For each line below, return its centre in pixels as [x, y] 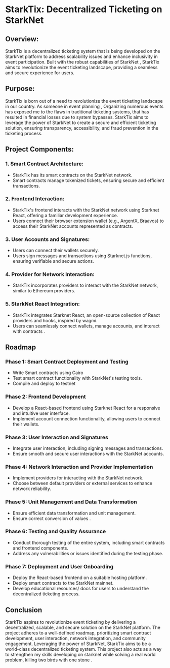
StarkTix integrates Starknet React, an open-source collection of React [86, 315]
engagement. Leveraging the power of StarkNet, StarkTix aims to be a [78, 644]
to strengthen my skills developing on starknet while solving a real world [80, 654]
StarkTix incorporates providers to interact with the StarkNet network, [85, 285]
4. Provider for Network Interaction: [50, 275]
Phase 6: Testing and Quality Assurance [56, 531]
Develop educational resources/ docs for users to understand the [81, 589]
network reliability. [32, 489]
